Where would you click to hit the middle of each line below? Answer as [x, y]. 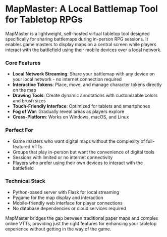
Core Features [23, 63]
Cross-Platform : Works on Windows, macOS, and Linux [71, 117]
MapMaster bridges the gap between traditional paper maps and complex [82, 218]
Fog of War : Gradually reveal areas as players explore [68, 111]
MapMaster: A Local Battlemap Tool [81, 9]
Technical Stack [25, 181]
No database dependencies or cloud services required [69, 208]
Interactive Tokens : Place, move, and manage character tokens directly [87, 85]
